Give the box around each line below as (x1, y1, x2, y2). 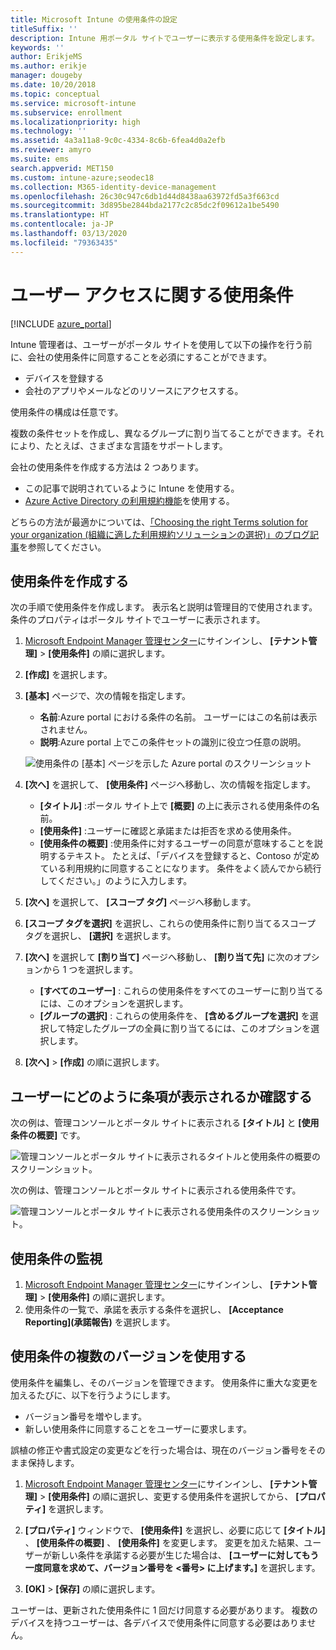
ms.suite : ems (10, 154, 70, 164)
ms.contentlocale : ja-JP (10, 219, 114, 230)
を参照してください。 (19, 541, 107, 553)
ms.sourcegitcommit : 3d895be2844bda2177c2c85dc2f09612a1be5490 (10, 201, 280, 211)
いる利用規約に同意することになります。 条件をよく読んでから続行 (48, 862, 322, 875)
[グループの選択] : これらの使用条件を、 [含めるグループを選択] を (39, 1010, 310, 1022)
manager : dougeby (10, 71, 83, 81)
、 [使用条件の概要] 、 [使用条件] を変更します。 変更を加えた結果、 (24, 1536, 305, 1548)
